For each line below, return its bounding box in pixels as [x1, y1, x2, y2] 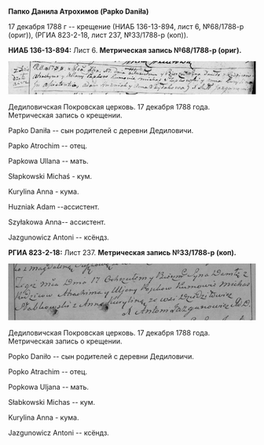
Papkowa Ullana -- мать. [8, 157, 89, 166]
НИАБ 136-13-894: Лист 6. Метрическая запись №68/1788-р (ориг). [8, 46, 242, 54]
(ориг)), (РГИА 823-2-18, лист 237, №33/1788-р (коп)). [8, 31, 189, 39]
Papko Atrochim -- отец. [8, 141, 88, 150]
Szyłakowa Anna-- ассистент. [8, 217, 106, 227]
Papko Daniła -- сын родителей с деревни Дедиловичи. [8, 126, 194, 135]
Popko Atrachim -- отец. [8, 367, 88, 376]
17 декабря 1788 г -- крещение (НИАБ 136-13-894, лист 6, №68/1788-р [8, 22, 244, 31]
